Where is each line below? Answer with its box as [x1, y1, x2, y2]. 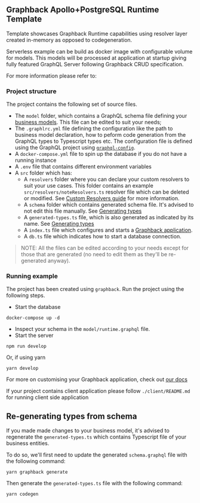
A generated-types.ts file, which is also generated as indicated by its [23, 214, 194, 221]
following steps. [6, 292, 45, 299]
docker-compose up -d [6, 315, 60, 321]
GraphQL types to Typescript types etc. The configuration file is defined [14, 137, 193, 145]
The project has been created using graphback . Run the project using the [6, 286, 184, 293]
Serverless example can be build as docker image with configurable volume [6, 48, 193, 55]
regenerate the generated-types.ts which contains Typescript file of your [6, 433, 187, 441]
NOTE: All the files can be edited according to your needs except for [20, 244, 189, 251]
